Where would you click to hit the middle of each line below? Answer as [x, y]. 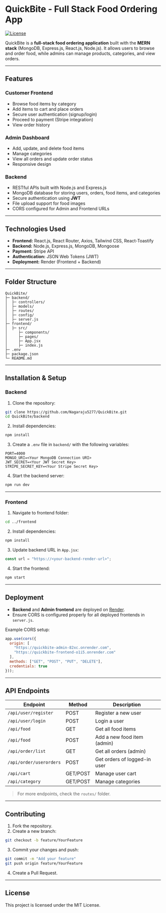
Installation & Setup [36, 378]
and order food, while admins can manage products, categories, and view [80, 53]
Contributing [25, 814]
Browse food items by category [44, 104]
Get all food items [115, 729]
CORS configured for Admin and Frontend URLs [61, 209]
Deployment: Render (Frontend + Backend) [57, 262]
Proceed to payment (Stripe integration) [53, 119]
